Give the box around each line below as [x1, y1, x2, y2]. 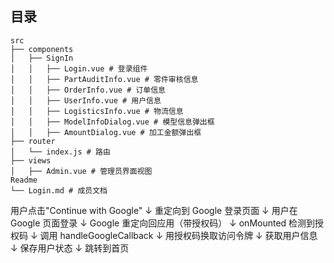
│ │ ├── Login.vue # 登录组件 [10, 63, 148, 74]
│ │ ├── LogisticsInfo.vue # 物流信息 [10, 106, 184, 116]
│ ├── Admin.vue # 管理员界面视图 [10, 166, 153, 176]
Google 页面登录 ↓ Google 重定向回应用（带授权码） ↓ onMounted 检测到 [10, 217, 316, 229]
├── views [10, 155, 52, 166]
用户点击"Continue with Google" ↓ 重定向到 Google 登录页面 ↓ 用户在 [10, 204, 298, 216]
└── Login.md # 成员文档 [10, 185, 108, 196]
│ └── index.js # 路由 [10, 147, 111, 157]
